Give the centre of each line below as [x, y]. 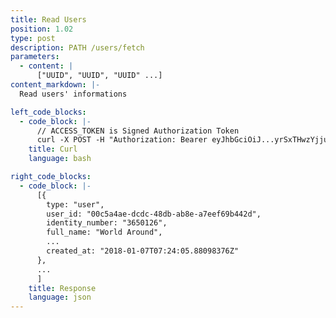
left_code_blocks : [48, 112]
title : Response [62, 288]
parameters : [35, 57]
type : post [33, 38]
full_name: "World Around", [104, 232]
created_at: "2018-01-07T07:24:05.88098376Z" [143, 251]
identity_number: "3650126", [107, 223]
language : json [60, 297]
